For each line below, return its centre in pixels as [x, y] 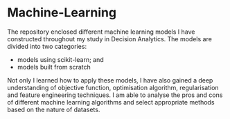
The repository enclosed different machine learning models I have [101, 32]
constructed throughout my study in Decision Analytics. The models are [110, 39]
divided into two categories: [47, 46]
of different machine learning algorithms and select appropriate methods [111, 102]
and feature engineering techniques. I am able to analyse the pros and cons [115, 95]
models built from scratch [54, 67]
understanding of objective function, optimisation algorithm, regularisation [113, 87]
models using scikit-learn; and [60, 59]
